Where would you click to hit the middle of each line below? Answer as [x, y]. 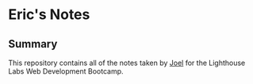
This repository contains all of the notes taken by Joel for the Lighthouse [127, 63]
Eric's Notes [49, 15]
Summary [33, 44]
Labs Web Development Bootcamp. [66, 71]
